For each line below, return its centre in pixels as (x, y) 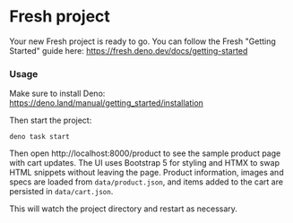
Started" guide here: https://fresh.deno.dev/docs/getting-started (129, 50)
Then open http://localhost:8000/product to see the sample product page (145, 153)
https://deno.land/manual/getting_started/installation (107, 103)
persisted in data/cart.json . (61, 192)
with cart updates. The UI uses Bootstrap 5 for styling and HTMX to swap (145, 163)
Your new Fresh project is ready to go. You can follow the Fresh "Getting (142, 41)
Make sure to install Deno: (57, 94)
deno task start (39, 137)
